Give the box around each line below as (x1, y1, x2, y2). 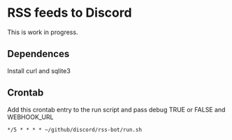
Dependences (7, 48, 70, 60)
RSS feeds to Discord (7, 5, 132, 21)
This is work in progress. (7, 28, 78, 36)
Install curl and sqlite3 (7, 66, 71, 75)
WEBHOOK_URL (7, 113, 54, 121)
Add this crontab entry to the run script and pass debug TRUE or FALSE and (7, 105, 226, 114)
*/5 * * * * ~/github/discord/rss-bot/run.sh (7, 126, 142, 133)
